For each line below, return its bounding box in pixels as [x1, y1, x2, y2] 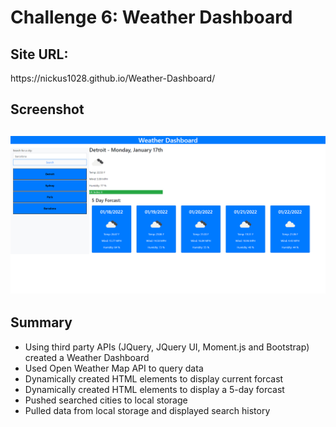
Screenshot [10, 101, 85, 118]
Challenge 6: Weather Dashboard [10, 6, 293, 29]
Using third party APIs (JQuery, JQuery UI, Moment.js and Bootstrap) [24, 341, 310, 353]
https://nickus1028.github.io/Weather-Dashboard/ [10, 72, 216, 84]
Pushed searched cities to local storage [24, 394, 188, 406]
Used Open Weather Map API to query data [24, 362, 204, 374]
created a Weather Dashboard [24, 351, 150, 363]
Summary [10, 314, 73, 331]
